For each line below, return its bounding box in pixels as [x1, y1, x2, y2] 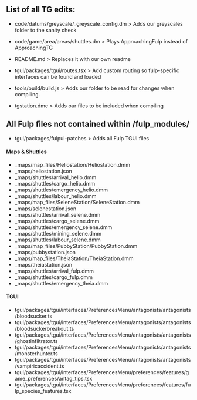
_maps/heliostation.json [14, 167, 72, 174]
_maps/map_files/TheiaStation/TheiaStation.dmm [14, 255, 134, 262]
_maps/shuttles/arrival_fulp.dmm [14, 267, 94, 274]
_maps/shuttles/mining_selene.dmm [14, 230, 102, 237]
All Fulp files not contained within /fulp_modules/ [6, 119, 189, 129]
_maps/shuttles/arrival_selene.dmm [14, 211, 101, 218]
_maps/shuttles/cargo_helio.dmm [14, 180, 96, 187]
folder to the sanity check [14, 26, 77, 33]
